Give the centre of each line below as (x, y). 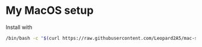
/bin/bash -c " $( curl (33, 38)
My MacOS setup (50, 11)
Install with (19, 27)
